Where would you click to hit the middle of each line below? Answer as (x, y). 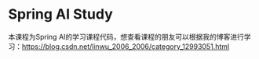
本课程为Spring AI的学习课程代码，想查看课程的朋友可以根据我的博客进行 (126, 36)
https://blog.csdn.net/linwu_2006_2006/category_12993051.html (126, 46)
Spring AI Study (61, 14)
